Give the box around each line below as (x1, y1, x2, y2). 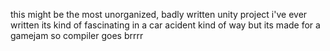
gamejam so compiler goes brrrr (10, 30, 144, 41)
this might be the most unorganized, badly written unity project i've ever (10, 9, 308, 20)
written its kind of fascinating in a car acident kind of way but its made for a (10, 19, 321, 31)
